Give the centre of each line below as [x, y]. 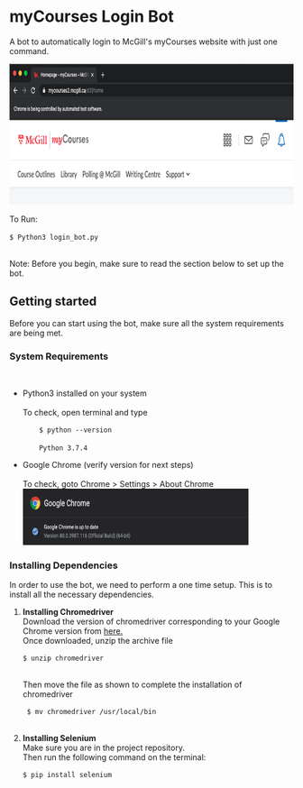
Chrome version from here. [73, 631]
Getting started [53, 302]
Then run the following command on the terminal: [114, 757]
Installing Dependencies [64, 565]
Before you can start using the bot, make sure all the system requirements [147, 323]
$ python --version [76, 430]
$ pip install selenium [67, 775]
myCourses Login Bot [92, 17]
